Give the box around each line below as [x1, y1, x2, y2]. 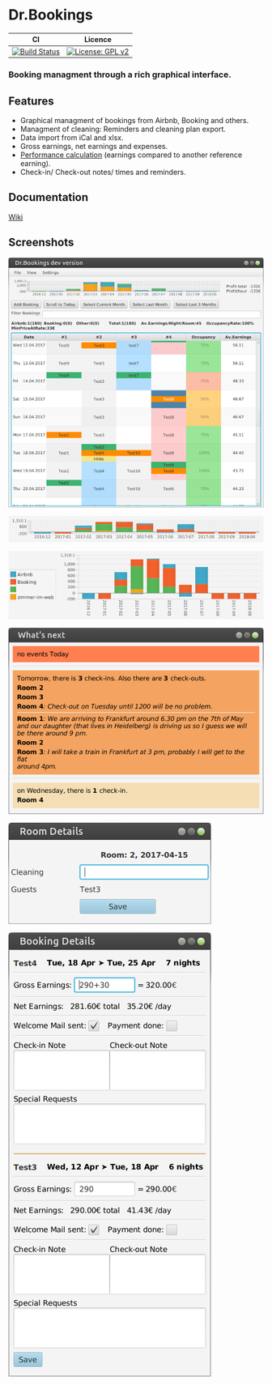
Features [8, 94, 54, 108]
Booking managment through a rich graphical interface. [8, 69, 232, 80]
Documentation [8, 190, 89, 204]
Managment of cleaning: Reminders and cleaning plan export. [19, 124, 227, 134]
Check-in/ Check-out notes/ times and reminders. [19, 167, 186, 177]
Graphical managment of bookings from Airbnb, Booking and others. [19, 115, 249, 125]
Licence [83, 35, 112, 45]
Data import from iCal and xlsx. [19, 132, 124, 143]
